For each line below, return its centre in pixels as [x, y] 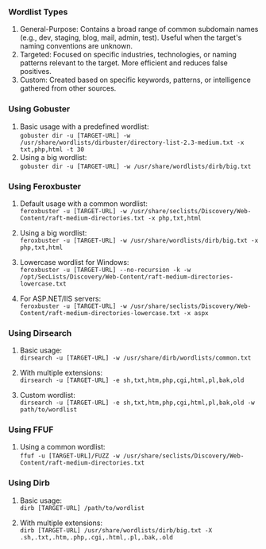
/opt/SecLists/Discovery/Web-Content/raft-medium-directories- [127, 277]
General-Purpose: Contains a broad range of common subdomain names [139, 29]
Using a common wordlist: [62, 447]
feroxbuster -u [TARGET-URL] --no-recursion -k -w [105, 270]
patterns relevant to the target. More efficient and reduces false [123, 63]
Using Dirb [29, 483]
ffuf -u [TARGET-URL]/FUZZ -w [70, 456]
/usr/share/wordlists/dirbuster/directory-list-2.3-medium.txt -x [132, 142]
